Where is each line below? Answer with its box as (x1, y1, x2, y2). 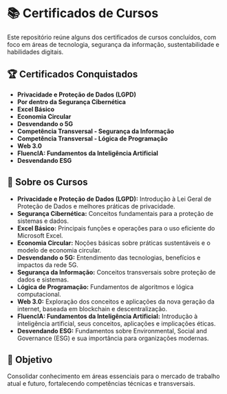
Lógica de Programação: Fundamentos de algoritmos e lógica (17, 282, 194, 290)
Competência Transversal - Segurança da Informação (17, 127, 174, 135)
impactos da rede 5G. (17, 260, 79, 269)
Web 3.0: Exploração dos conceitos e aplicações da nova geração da (17, 297, 215, 306)
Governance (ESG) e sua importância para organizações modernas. (17, 334, 209, 342)
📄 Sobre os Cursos (7, 177, 88, 188)
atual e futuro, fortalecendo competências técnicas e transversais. (7, 380, 195, 388)
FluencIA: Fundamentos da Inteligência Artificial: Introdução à (17, 312, 198, 320)
